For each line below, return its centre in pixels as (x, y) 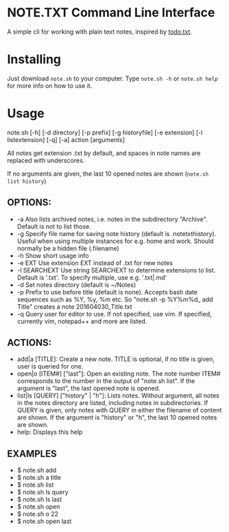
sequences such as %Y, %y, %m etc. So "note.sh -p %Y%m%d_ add (115, 299)
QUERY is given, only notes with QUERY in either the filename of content (119, 410)
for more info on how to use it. (50, 85)
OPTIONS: (29, 203)
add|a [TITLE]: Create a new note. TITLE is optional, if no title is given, (116, 359)
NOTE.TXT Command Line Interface (111, 13)
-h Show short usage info (53, 255)
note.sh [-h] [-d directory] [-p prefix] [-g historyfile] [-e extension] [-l (105, 132)
